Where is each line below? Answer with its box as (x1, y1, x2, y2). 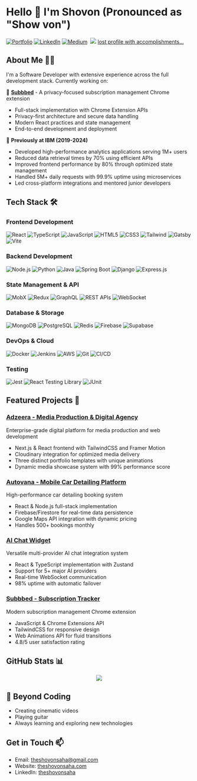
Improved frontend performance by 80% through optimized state (14, 161, 173, 168)
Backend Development (6, 252, 73, 260)
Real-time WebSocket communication (14, 574, 107, 581)
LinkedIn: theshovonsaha (14, 769, 75, 776)
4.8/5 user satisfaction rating (14, 638, 86, 645)
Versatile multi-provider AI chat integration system (6, 550, 129, 557)
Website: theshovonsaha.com (14, 762, 87, 769)
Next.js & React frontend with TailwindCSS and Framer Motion (14, 444, 166, 451)
